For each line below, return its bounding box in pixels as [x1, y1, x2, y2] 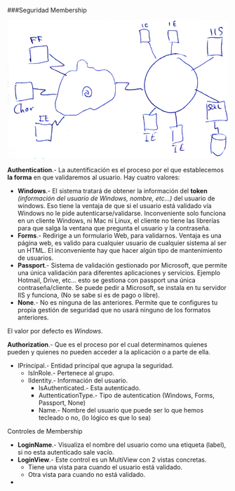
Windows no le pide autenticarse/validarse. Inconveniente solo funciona [17, 209, 227, 217]
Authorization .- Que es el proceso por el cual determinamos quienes [7, 340, 208, 349]
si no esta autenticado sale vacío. [17, 448, 114, 456]
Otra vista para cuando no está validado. [27, 470, 146, 478]
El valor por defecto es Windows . [7, 326, 103, 335]
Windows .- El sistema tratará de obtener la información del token [17, 186, 208, 195]
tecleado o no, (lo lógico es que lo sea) [38, 413, 152, 422]
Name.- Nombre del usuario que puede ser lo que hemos [38, 406, 204, 414]
